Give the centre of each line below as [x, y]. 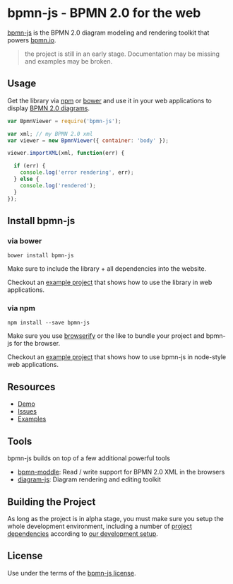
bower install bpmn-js [41, 256]
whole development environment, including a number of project [100, 526]
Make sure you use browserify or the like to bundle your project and [106, 336]
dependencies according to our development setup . [83, 533]
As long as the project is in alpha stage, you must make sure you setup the [115, 518]
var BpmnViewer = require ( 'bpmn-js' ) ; [64, 121]
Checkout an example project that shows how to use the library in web [110, 282]
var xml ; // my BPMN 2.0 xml [50, 134]
